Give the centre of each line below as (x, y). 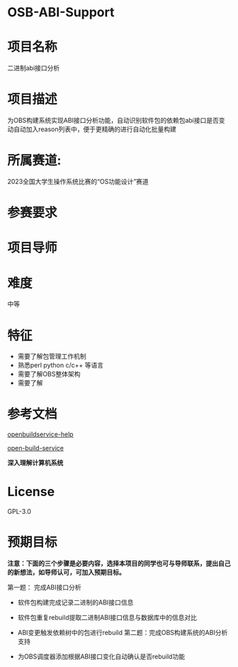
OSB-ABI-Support (61, 12)
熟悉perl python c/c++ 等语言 (61, 365)
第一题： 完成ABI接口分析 (44, 588)
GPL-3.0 (19, 512)
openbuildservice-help (40, 434)
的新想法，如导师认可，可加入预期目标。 (66, 573)
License (31, 492)
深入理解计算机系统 (35, 463)
